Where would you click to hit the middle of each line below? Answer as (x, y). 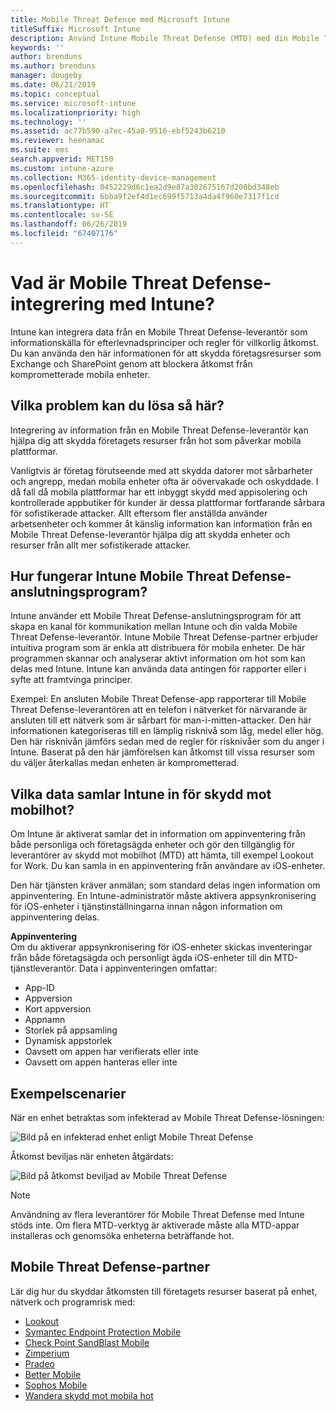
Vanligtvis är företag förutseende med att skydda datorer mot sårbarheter (161, 470)
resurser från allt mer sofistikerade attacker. (101, 545)
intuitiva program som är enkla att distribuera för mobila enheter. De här (158, 648)
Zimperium (47, 1353)
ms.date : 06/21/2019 (53, 85)
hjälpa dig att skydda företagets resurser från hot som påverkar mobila (156, 440)
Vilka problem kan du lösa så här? (117, 406)
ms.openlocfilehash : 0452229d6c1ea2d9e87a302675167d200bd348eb (145, 187)
